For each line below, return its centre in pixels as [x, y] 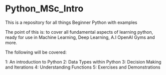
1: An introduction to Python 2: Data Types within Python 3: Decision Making [83, 62]
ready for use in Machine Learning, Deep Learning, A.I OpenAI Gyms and [80, 37]
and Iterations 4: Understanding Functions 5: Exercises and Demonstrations [83, 67]
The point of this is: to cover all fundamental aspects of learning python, [79, 32]
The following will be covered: [36, 52]
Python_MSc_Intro [44, 9]
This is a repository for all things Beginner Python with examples [71, 22]
